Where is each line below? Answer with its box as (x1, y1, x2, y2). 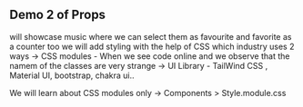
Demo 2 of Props (9, 7, 106, 23)
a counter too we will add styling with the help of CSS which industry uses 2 (9, 41, 295, 52)
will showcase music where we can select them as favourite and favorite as (9, 31, 292, 42)
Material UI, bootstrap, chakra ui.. (9, 70, 135, 81)
